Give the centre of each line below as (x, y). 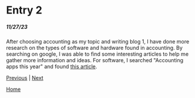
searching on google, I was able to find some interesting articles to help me (97, 54)
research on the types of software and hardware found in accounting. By (94, 48)
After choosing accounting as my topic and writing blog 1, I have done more (98, 42)
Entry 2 (24, 10)
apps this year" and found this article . (52, 67)
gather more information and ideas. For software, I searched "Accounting (95, 60)
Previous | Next (25, 78)
